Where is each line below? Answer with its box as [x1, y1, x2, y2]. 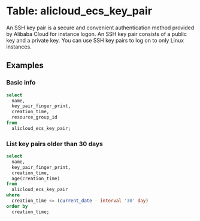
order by [6, 203, 28, 209]
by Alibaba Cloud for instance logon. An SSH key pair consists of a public [6, 30, 187, 37]
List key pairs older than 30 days [6, 140, 103, 148]
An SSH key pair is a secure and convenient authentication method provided [6, 24, 195, 31]
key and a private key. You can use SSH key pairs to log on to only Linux [6, 37, 184, 44]
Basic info [6, 78, 36, 87]
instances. [6, 43, 32, 50]
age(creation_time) [11, 175, 60, 181]
